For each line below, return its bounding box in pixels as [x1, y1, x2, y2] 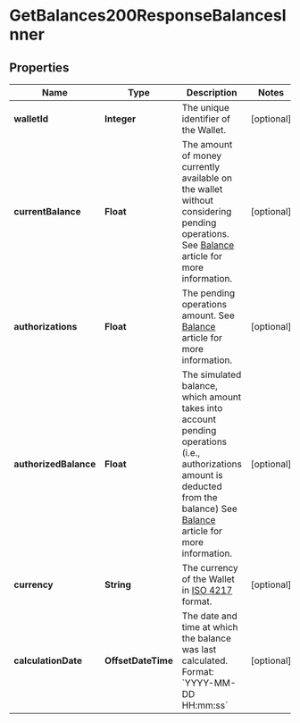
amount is [181, 469, 223, 481]
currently [181, 161, 221, 172]
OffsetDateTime [104, 654, 174, 667]
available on [181, 172, 232, 184]
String [104, 578, 132, 591]
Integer [104, 113, 137, 125]
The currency [181, 562, 238, 574]
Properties [9, 60, 70, 75]
